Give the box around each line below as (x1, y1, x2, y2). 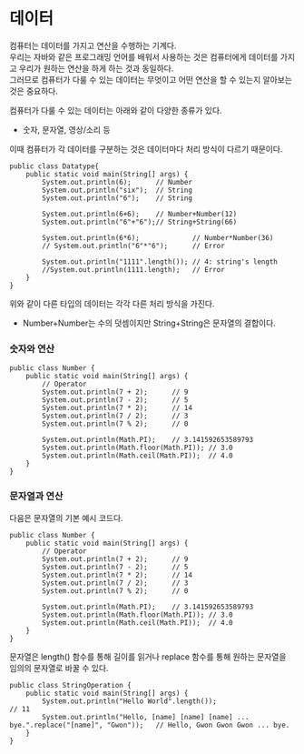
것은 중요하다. (9, 85, 59, 96)
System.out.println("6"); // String (42, 193, 193, 203)
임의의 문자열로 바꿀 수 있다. (9, 662, 109, 673)
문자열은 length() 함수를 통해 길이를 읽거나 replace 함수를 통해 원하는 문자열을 (9, 651, 287, 662)
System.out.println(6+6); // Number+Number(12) (42, 209, 238, 218)
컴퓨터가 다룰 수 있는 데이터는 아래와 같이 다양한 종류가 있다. (9, 105, 222, 116)
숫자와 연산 (9, 342, 55, 355)
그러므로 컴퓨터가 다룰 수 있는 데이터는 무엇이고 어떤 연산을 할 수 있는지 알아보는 (9, 74, 293, 85)
